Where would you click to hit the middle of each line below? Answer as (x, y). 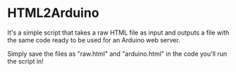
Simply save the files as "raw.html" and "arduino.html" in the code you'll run (117, 54)
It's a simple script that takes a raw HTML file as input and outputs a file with (118, 32)
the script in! (25, 61)
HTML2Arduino (54, 13)
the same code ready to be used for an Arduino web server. (94, 40)
